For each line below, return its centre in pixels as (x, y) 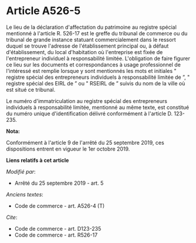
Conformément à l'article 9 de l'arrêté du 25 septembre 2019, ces (85, 142)
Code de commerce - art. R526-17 (56, 235)
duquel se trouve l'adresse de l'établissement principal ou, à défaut (87, 46)
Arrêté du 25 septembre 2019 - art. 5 (59, 183)
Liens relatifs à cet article (38, 160)
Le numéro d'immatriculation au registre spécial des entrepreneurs (87, 101)
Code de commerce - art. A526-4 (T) (60, 206)
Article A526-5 (43, 11)
